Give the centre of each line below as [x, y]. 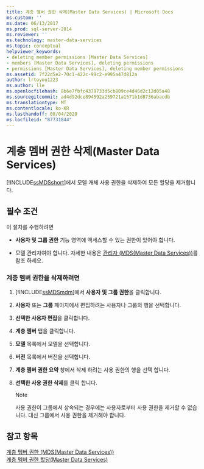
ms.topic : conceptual [34, 46]
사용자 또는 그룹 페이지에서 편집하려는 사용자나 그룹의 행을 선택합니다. [98, 305]
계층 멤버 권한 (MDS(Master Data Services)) [60, 452]
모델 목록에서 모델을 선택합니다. [52, 344]
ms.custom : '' [24, 18]
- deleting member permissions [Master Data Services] [77, 57]
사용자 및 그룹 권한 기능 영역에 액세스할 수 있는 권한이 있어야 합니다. [95, 240]
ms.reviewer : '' [27, 35]
